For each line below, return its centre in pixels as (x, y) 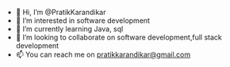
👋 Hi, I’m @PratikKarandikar (61, 12)
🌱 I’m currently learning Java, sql (69, 29)
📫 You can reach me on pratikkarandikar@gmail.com (103, 54)
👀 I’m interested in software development (83, 20)
